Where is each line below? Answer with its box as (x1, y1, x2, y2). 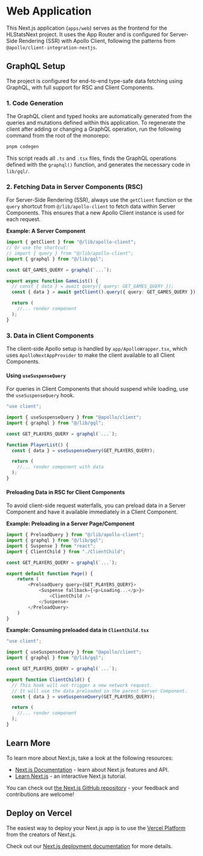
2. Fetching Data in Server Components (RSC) (6, 182, 143, 191)
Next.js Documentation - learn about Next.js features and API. (14, 766, 169, 773)
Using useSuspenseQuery (6, 371, 66, 379)
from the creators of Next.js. (6, 831, 77, 838)
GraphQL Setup (6, 61, 65, 71)
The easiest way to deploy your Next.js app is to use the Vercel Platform (6, 824, 186, 831)
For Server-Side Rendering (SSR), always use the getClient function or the (6, 196, 193, 204)
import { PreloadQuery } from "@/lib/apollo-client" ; (6, 532, 145, 538)
